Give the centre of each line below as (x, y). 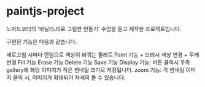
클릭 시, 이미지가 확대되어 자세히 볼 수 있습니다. (69, 77)
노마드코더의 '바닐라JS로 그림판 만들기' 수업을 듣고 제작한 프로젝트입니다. (94, 29)
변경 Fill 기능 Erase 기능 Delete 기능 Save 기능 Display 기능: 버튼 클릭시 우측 (98, 62)
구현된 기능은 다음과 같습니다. (42, 41)
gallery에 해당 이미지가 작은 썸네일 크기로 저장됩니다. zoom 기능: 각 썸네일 (95, 70)
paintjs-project (45, 11)
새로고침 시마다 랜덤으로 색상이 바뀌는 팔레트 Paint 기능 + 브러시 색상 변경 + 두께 (103, 54)
